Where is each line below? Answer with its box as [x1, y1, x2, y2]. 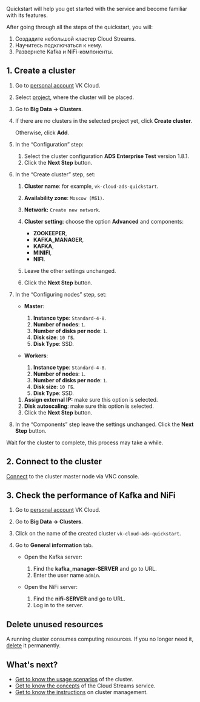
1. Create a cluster [6, 66, 76, 76]
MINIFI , [33, 249, 52, 256]
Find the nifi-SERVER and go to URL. [33, 595, 125, 602]
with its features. [6, 12, 48, 19]
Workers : [24, 352, 48, 359]
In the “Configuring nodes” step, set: [15, 291, 107, 298]
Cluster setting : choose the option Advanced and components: [24, 218, 184, 225]
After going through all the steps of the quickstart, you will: [6, 24, 153, 30]
